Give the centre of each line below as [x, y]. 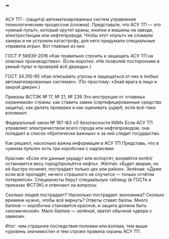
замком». [16, 216]
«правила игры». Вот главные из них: [45, 46]
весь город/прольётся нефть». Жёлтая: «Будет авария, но [96, 163]
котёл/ [146, 158]
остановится [19, 163]
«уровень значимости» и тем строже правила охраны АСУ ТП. [73, 231]
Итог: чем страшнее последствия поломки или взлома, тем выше [76, 226]
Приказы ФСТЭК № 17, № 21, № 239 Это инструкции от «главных [75, 97]
